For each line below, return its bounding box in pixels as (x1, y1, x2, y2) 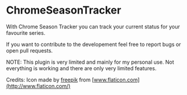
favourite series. (6, 29, 46, 36)
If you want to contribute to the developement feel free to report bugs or (6, 41, 181, 48)
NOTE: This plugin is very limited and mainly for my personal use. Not (6, 58, 175, 65)
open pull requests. (6, 47, 53, 54)
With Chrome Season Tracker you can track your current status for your (6, 23, 181, 30)
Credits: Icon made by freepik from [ (6, 76, 94, 83)
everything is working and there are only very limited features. (6, 64, 157, 71)
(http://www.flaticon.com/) (6, 82, 71, 89)
